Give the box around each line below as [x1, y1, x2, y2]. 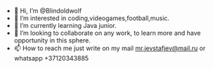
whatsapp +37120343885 [13, 54, 89, 62]
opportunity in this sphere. [13, 36, 91, 45]
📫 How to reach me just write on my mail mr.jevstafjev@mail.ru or [13, 44, 206, 52]
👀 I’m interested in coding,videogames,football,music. [13, 14, 170, 22]
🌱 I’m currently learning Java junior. [13, 22, 117, 29]
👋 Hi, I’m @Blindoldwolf [13, 7, 82, 15]
